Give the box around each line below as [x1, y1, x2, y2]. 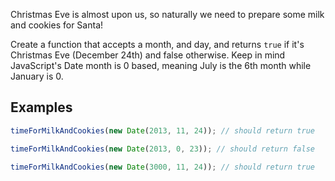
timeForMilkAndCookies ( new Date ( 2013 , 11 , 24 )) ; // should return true [10, 125, 315, 136]
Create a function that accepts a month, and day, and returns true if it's [10, 39, 305, 50]
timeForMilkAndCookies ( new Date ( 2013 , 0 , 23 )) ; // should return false [10, 144, 315, 154]
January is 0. [10, 70, 64, 82]
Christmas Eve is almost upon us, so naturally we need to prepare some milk [10, 9, 325, 20]
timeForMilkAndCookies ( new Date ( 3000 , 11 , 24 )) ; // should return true [10, 162, 315, 172]
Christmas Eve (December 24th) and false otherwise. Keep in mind [10, 49, 286, 61]
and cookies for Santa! [10, 19, 104, 31]
